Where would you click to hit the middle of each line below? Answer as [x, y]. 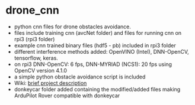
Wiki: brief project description [50, 83]
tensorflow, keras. [36, 58]
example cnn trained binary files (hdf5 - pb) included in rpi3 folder [95, 45]
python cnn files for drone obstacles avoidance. [72, 27]
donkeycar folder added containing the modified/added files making [97, 89]
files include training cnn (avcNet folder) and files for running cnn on [98, 32]
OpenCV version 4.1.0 [41, 70]
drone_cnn [33, 10]
